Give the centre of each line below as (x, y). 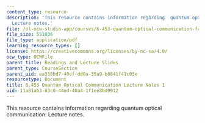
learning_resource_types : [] (43, 46)
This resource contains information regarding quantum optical (84, 108)
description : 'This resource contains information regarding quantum (98, 18)
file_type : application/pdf (42, 40)
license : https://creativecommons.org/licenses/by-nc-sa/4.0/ (87, 52)
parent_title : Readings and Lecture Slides (63, 62)
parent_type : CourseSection (42, 68)
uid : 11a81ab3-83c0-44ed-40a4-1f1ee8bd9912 (63, 91)
